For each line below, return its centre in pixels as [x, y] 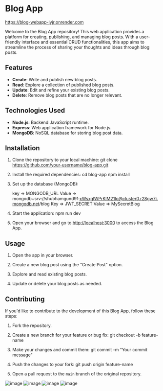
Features [19, 68]
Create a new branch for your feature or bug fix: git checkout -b [76, 335]
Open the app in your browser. [43, 255]
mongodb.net [26, 204]
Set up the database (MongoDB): [45, 184]
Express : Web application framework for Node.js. [62, 127]
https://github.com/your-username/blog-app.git [60, 165]
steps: [11, 316]
